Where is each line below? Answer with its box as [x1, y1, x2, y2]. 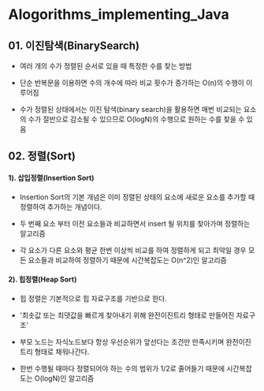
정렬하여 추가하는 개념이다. [19, 202, 102, 211]
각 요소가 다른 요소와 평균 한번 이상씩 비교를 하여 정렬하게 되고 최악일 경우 [19, 245, 247, 255]
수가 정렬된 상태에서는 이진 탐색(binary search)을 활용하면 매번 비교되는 [19, 105, 242, 114]
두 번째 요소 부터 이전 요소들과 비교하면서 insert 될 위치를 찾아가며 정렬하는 [19, 218, 251, 228]
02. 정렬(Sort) [8, 150, 76, 163]
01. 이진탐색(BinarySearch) [8, 39, 140, 52]
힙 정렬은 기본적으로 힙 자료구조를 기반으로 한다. [19, 293, 167, 303]
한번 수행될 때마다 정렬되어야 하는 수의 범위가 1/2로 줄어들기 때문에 [19, 363, 225, 373]
